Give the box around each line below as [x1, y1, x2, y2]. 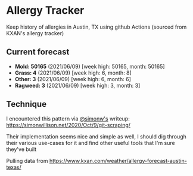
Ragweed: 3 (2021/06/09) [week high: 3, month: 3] [14, 82, 141, 89]
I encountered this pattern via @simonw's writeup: [6, 115, 130, 122]
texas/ [6, 163, 22, 171]
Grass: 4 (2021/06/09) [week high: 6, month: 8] [14, 69, 132, 76]
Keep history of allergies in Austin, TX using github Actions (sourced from [6, 23, 187, 30]
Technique [6, 99, 46, 109]
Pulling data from [6, 157, 48, 164]
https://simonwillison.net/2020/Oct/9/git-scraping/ [6, 121, 131, 128]
